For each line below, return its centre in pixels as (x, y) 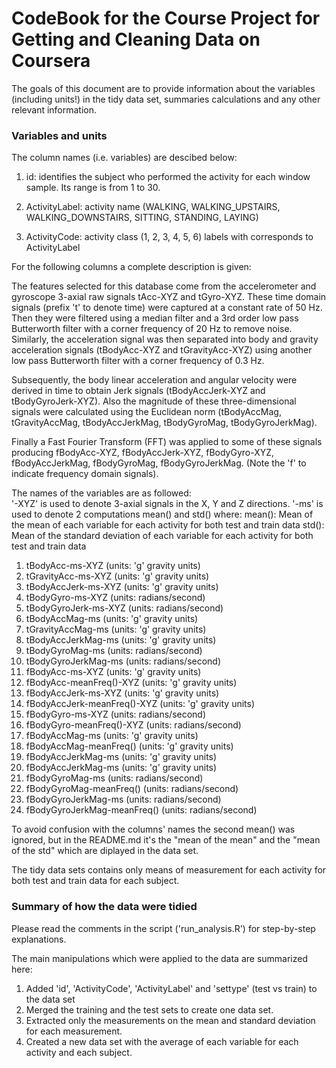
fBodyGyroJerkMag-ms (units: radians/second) (123, 799)
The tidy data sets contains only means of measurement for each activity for (169, 870)
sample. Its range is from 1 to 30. (93, 188)
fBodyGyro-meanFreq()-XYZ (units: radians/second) (133, 725)
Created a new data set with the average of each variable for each (162, 1041)
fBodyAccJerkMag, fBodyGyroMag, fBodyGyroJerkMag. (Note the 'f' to (159, 463)
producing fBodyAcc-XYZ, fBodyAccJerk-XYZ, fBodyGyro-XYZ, (143, 453)
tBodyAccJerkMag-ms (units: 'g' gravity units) (121, 640)
